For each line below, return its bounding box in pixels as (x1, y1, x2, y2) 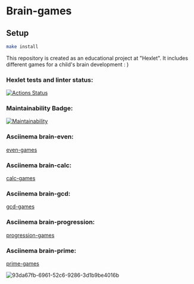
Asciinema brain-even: (6, 132, 74, 141)
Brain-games (6, 4, 72, 18)
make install (6, 44, 39, 50)
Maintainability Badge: (6, 104, 73, 113)
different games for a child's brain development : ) (6, 61, 129, 68)
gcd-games (6, 203, 35, 210)
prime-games (6, 260, 40, 267)
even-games (6, 146, 37, 153)
